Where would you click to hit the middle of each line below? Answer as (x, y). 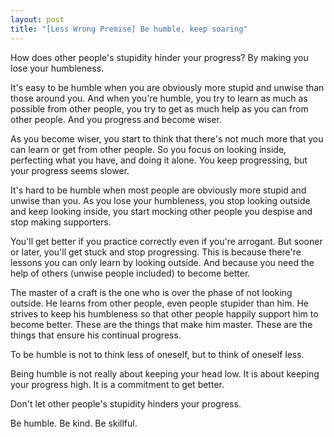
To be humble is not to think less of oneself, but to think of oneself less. (157, 354)
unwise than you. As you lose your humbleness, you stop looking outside (160, 200)
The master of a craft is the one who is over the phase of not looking (151, 292)
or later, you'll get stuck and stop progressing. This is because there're (156, 252)
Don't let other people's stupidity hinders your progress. (126, 403)
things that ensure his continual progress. (96, 335)
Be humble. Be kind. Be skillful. (74, 423)
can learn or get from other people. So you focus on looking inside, (148, 149)
